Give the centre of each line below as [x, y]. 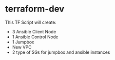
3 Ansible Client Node [34, 31]
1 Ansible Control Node [35, 37]
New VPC [22, 47]
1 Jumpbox [23, 42]
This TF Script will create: [31, 22]
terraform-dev [35, 9]
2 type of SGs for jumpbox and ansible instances [61, 52]
